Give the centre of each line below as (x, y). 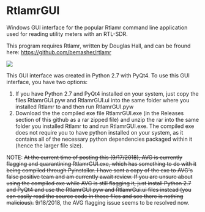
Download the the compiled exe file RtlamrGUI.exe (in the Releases (99, 113)
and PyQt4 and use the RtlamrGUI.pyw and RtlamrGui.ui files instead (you (99, 189)
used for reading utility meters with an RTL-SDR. (67, 34)
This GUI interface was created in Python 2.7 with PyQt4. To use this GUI (98, 75)
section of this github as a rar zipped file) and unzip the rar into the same (107, 119)
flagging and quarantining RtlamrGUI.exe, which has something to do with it (102, 164)
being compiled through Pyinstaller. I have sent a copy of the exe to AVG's (100, 170)
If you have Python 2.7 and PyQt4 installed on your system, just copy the (107, 94)
